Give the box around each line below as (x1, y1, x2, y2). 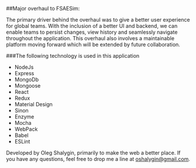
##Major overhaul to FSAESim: (6, 5, 80, 12)
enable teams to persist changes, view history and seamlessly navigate (6, 29, 178, 36)
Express (14, 70, 35, 76)
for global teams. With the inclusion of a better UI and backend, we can (6, 23, 178, 29)
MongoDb (14, 76, 39, 83)
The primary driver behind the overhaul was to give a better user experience (6, 16, 190, 23)
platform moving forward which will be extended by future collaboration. (6, 41, 180, 48)
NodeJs (14, 64, 34, 71)
